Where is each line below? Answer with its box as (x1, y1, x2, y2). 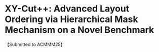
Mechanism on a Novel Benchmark (5, 24, 154, 35)
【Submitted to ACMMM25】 (5, 41, 65, 47)
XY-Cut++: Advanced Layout (5, 3, 130, 14)
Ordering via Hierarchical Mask (5, 13, 138, 25)
